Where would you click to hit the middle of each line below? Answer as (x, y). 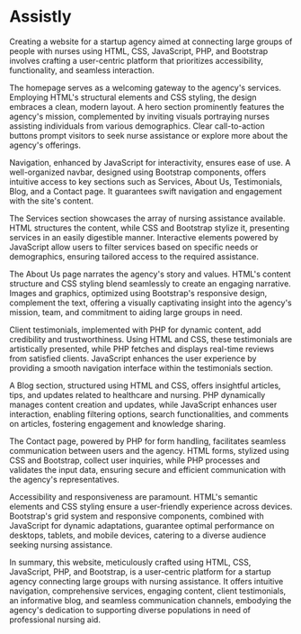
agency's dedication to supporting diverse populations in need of (130, 610)
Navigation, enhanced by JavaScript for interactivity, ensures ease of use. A (150, 162)
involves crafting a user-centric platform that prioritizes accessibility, (136, 60)
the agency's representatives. (64, 479)
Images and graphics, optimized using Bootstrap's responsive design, (138, 293)
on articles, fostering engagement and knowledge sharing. (118, 423)
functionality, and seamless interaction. (82, 70)
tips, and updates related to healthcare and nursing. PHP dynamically (137, 394)
